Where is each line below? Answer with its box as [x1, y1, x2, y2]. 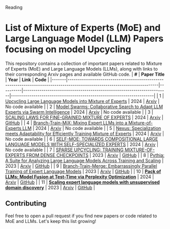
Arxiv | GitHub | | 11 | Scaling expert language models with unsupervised [5, 179, 160, 185]
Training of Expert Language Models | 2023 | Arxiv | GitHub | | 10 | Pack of [5, 168, 161, 174]
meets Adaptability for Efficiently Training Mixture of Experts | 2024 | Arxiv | [5, 130, 164, 137]
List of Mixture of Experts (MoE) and [5, 22, 161, 34]
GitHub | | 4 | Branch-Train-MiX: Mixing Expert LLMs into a [5, 119, 128, 126]
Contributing [5, 199, 47, 208]
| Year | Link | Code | [5, 76, 49, 83]
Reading [5, 5, 23, 10]
